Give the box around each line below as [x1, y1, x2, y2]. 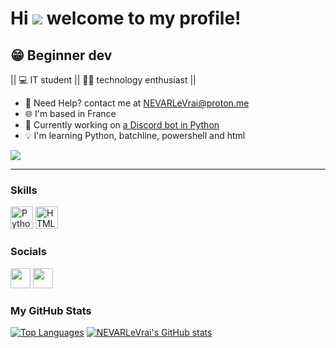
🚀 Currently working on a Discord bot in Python [24, 119, 220, 131]
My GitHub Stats [10, 303, 92, 317]
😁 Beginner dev [10, 47, 113, 64]
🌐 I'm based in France [24, 108, 117, 119]
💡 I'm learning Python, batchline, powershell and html [24, 130, 246, 141]
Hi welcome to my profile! [10, 7, 242, 30]
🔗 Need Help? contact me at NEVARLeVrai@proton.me [24, 97, 250, 109]
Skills [10, 183, 38, 197]
